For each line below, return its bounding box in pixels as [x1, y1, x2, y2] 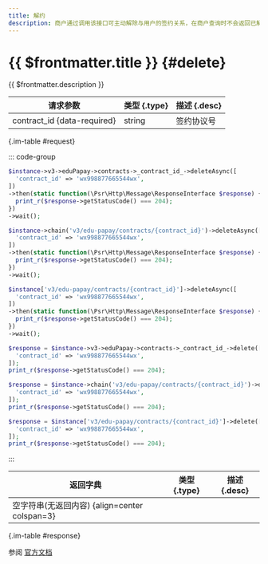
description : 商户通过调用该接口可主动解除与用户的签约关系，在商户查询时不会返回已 [8, 19, 257, 27]
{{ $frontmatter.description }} [8, 80, 105, 89]
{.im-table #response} [8, 531, 81, 541]
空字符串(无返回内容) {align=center [12, 500, 144, 511]
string [123, 115, 146, 126]
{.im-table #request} [8, 136, 76, 146]
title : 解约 [8, 11, 45, 20]
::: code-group [8, 152, 56, 162]
